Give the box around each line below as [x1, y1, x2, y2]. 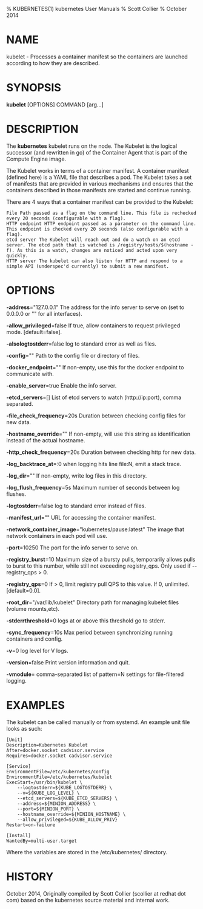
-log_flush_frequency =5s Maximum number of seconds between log [6, 484, 180, 491]
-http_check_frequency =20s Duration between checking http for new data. [6, 448, 196, 456]
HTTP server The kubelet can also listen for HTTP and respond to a [6, 258, 183, 264]
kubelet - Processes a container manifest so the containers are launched [6, 53, 188, 60]
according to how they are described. [6, 59, 100, 66]
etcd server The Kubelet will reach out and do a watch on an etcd [6, 237, 181, 243]
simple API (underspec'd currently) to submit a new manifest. [6, 263, 170, 270]
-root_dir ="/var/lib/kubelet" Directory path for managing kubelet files [6, 599, 179, 606]
